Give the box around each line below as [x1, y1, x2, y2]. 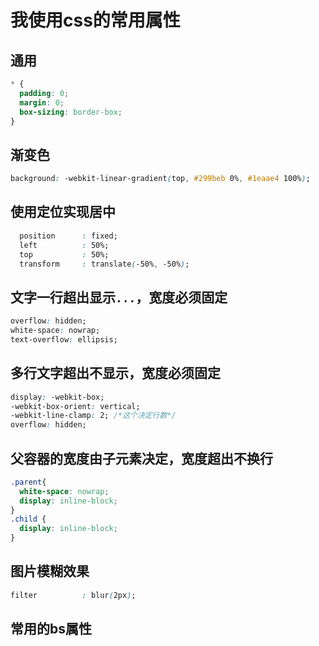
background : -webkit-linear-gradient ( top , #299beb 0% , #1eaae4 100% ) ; [10, 174, 311, 184]
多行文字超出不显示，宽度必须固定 [10, 365, 221, 382]
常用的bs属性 [10, 621, 92, 638]
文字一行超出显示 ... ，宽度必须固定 [10, 289, 228, 306]
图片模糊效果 [10, 563, 90, 580]
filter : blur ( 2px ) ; [10, 590, 137, 600]
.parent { [10, 477, 47, 487]
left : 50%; [19, 240, 110, 250]
